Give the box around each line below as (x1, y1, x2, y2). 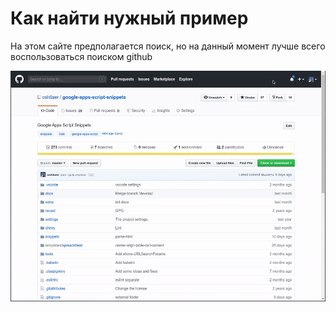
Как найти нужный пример (10, 7, 249, 30)
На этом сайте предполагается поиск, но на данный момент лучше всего (10, 40, 326, 52)
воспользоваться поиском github (10, 50, 153, 62)
